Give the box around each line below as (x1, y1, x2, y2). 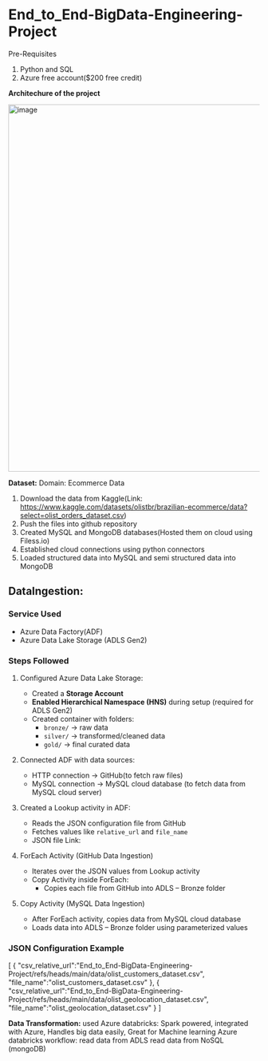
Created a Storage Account (31, 688, 124, 698)
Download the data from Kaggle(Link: (19, 493, 144, 503)
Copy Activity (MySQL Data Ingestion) (19, 898, 145, 908)
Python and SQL (19, 64, 74, 73)
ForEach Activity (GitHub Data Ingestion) (19, 850, 154, 860)
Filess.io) (19, 536, 50, 545)
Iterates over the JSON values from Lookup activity (31, 866, 201, 876)
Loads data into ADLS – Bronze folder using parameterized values (31, 922, 249, 932)
